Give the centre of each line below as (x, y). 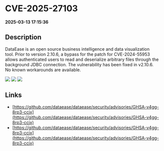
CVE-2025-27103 (41, 9)
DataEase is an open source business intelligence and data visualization (77, 49)
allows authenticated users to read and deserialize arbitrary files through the (82, 59)
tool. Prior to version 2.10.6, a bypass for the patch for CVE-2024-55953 (78, 54)
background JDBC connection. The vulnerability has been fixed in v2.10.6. (79, 64)
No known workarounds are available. (43, 70)
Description (23, 37)
